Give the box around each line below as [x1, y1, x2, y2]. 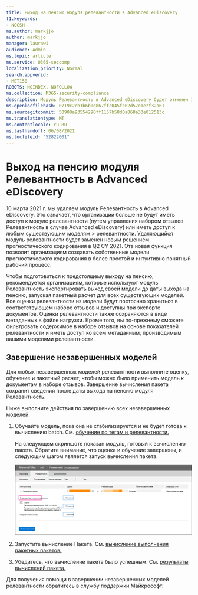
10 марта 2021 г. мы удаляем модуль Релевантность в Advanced [6, 205, 169, 212]
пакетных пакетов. [14, 547, 62, 554]
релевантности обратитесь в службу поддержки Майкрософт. [6, 582, 164, 590]
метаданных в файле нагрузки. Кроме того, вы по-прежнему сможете [6, 316, 184, 324]
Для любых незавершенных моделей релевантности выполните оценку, [6, 368, 190, 375]
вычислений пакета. [14, 564, 66, 572]
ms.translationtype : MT [6, 115, 65, 121]
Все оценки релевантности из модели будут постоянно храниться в [6, 298, 178, 305]
